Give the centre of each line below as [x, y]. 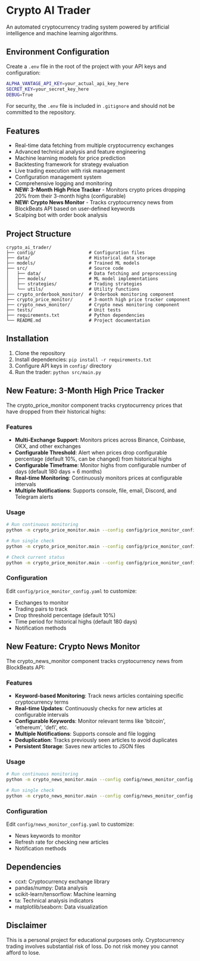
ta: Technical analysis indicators [54, 900]
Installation [27, 339]
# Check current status [36, 557]
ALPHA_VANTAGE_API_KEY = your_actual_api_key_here [68, 83]
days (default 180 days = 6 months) [58, 471]
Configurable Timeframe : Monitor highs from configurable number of [101, 465]
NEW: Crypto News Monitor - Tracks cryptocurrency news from [94, 203]
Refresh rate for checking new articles [62, 842]
